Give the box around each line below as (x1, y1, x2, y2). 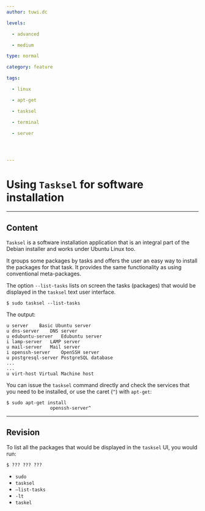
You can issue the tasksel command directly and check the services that (6, 382, 190, 388)
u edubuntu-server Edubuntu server (6, 333, 103, 339)
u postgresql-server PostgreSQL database (6, 355, 113, 361)
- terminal (12, 119, 40, 125)
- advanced (12, 31, 40, 37)
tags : (6, 75, 20, 81)
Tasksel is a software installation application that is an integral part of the (6, 239, 190, 246)
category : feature (6, 64, 53, 70)
